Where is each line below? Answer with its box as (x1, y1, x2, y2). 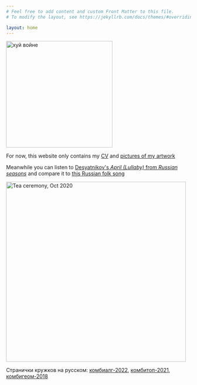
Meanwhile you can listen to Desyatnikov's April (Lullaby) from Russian (6, 164, 178, 171)
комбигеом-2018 (6, 373, 48, 380)
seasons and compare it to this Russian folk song (6, 170, 125, 177)
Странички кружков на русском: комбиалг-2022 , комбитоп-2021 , (6, 367, 171, 374)
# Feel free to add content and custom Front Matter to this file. (6, 8, 175, 15)
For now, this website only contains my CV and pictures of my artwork (6, 152, 176, 159)
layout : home (6, 25, 38, 31)
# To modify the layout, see (6, 14, 77, 20)
